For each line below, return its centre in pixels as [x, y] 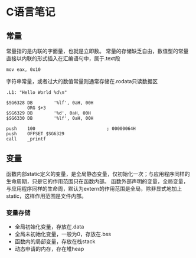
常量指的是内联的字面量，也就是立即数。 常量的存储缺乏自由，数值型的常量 [97, 51]
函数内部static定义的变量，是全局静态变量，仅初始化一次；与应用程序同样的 [98, 174]
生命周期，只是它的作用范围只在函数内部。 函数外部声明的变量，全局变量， [97, 181]
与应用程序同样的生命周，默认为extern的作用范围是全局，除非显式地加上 [94, 188]
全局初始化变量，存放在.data [49, 227]
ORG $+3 [37, 108]
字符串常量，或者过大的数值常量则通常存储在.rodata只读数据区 [82, 81]
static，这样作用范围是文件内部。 [46, 196]
